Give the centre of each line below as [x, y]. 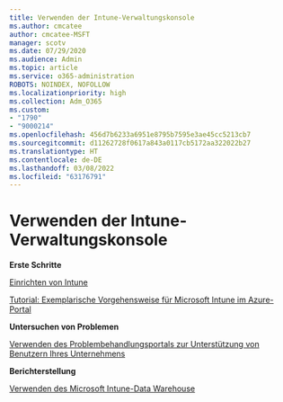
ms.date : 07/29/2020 [48, 51]
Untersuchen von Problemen [64, 327]
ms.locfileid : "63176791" [57, 176]
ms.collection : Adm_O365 [56, 101]
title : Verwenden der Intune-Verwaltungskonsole [102, 18]
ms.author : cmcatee [46, 26]
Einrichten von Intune [49, 282]
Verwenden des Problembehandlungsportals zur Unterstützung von [134, 344]
